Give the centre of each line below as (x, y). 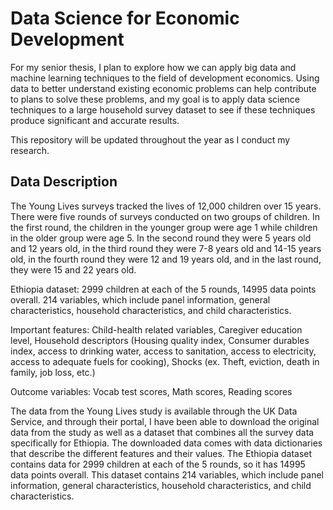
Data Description (64, 182)
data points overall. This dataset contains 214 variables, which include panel (167, 474)
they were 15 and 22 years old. (73, 269)
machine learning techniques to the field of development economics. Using (165, 78)
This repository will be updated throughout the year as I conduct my (150, 139)
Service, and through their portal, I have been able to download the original (165, 421)
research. (30, 150)
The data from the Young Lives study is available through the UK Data (154, 411)
